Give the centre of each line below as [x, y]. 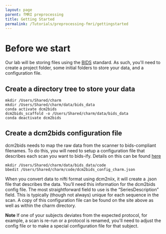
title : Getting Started [30, 19]
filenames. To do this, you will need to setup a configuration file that [75, 150]
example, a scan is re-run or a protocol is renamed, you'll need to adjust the [83, 220]
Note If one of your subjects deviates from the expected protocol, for [76, 215]
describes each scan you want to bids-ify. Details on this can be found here [83, 156]
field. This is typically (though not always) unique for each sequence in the [82, 195]
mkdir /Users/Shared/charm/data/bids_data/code [56, 165]
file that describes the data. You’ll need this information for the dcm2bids [80, 184]
